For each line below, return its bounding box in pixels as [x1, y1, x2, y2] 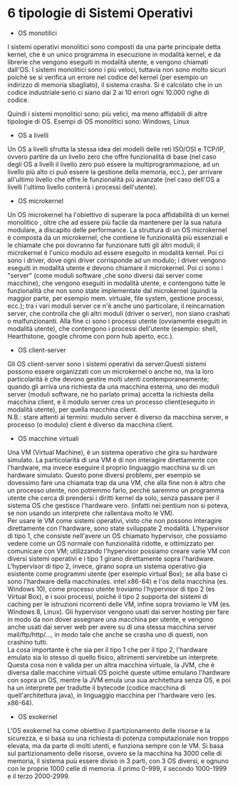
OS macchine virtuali [17, 434, 79, 442]
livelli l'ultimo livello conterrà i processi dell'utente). [7, 182, 158, 191]
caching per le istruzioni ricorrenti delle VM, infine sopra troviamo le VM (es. [7, 600, 232, 608]
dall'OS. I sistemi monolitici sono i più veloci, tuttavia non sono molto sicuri [7, 65, 227, 74]
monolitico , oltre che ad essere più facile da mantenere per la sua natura [7, 218, 222, 227]
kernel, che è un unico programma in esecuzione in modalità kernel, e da [7, 50, 221, 59]
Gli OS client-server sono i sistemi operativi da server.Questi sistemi [7, 359, 207, 368]
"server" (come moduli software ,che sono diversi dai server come [7, 271, 203, 279]
